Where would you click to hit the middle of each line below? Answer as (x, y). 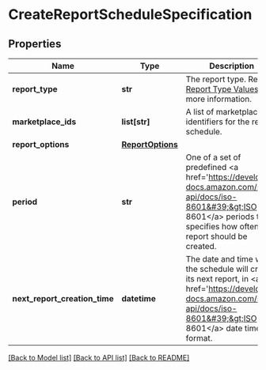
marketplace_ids (44, 122)
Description (232, 66)
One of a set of (213, 157)
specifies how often (222, 227)
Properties (35, 44)
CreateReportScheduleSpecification (130, 15)
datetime (139, 298)
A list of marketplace (224, 112)
